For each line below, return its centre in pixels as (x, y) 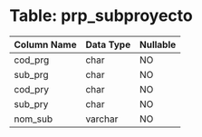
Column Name (45, 44)
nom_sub (34, 119)
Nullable (158, 44)
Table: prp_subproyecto (101, 16)
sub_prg (31, 74)
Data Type (108, 44)
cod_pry (32, 89)
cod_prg (32, 60)
